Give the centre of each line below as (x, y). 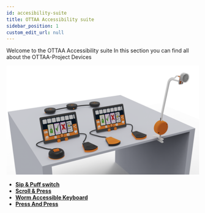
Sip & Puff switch (37, 184)
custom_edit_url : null (35, 33)
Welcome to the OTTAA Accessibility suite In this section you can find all (98, 51)
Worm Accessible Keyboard (51, 197)
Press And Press (37, 204)
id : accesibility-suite (37, 13)
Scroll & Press (33, 191)
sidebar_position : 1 (33, 26)
